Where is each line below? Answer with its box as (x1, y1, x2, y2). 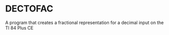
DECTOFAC (5, 3, 53, 14)
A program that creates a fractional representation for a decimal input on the (5, 19, 164, 25)
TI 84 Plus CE (5, 24, 34, 30)
